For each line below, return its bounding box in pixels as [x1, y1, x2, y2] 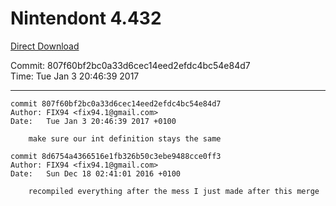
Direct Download [10, 40, 80, 52]
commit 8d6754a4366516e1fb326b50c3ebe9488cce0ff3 [10, 151, 222, 161]
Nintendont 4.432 [10, 7, 162, 30]
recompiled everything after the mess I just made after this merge [28, 186, 320, 196]
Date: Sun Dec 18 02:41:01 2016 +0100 [10, 168, 182, 179]
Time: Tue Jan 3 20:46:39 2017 [10, 70, 140, 82]
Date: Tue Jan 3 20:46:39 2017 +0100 [10, 116, 177, 126]
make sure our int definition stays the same [28, 133, 222, 144]
